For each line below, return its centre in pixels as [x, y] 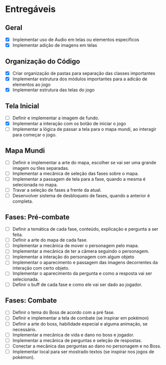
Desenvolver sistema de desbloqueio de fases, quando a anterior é [81, 196]
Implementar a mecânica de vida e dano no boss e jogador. [73, 335]
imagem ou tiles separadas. [41, 168]
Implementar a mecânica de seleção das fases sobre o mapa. [76, 174]
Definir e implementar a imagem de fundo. [56, 118]
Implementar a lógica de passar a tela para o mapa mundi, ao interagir [84, 129]
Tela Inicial [22, 106]
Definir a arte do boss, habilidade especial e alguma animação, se [80, 324]
